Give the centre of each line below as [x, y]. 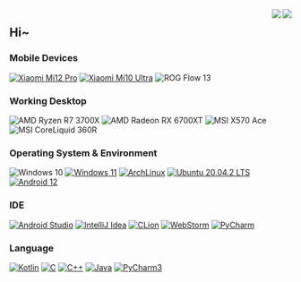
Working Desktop [48, 100]
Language [32, 248]
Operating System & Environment [83, 153]
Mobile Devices [44, 58]
